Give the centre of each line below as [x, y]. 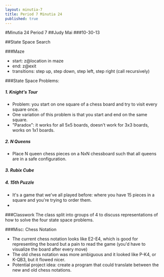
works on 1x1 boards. [33, 130]
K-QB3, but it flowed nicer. [39, 259]
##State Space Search [28, 42]
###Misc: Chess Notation [31, 229]
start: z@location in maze [38, 61]
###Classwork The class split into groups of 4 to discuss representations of [82, 214]
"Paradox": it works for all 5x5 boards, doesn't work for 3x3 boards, [81, 125]
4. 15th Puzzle [20, 182]
